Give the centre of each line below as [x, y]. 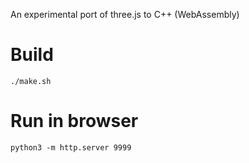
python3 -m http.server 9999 [71, 147]
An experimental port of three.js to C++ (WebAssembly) [125, 14]
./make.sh [31, 81]
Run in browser [74, 121]
